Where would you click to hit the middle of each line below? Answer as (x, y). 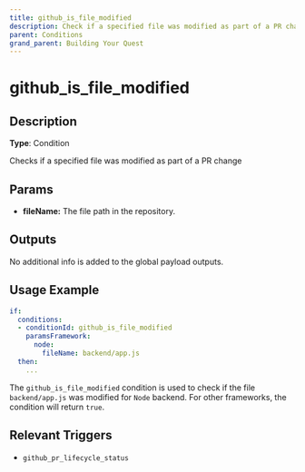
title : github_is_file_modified (70, 18)
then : (28, 361)
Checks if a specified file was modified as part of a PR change (126, 161)
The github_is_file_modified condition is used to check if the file (133, 388)
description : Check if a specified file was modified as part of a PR (146, 26)
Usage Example (54, 290)
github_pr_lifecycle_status (75, 458)
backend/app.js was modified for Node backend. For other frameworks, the (148, 397)
